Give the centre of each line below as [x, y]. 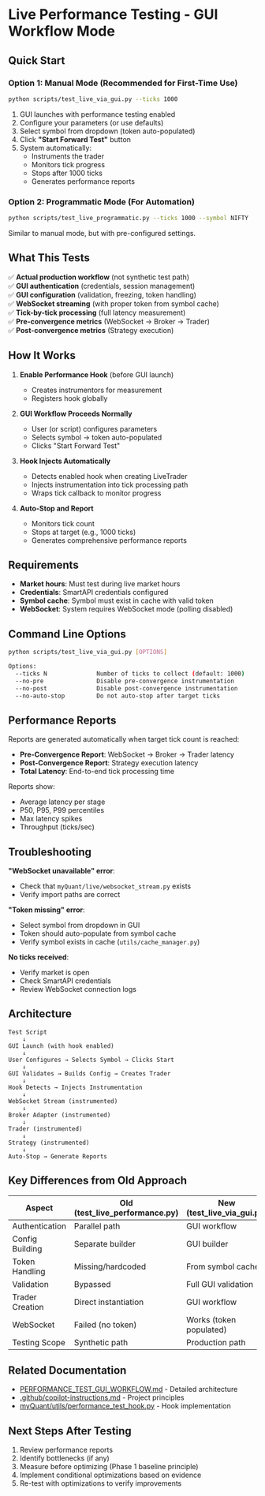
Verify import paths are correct [70, 895]
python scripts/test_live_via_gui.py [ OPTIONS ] [88, 653]
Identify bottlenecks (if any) [65, 1458]
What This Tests [49, 258]
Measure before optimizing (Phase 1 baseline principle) [109, 1467]
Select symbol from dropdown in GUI [80, 926]
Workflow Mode [62, 31]
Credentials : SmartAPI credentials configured [94, 593]
